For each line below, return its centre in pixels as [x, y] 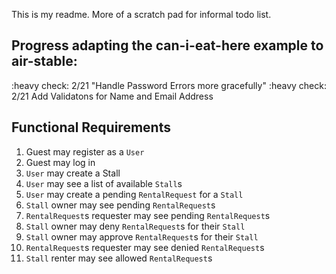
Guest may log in [60, 162]
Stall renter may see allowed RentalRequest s [119, 258]
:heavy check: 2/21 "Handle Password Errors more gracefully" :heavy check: [169, 85]
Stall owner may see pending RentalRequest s [120, 205]
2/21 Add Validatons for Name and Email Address [112, 96]
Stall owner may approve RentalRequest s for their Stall [142, 236]
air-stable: [44, 61]
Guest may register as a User [85, 151]
